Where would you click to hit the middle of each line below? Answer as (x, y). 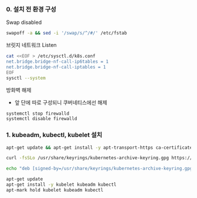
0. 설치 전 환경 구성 (31, 9)
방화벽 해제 (19, 90)
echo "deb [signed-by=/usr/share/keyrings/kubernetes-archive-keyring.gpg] (101, 169)
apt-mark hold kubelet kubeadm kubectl (55, 190)
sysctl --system (26, 78)
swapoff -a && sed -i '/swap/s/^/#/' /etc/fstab (67, 33)
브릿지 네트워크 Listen (31, 45)
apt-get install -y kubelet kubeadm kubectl (61, 185)
